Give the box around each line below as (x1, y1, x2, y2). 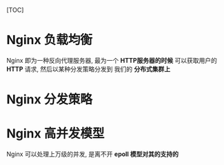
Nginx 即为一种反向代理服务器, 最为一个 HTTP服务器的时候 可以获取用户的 (6, 56, 218, 64)
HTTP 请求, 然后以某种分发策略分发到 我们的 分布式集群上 (6, 65, 171, 73)
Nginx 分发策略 (6, 92, 92, 108)
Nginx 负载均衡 (6, 32, 92, 48)
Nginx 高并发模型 (6, 126, 105, 142)
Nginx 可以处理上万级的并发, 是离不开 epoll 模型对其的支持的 (6, 150, 179, 158)
